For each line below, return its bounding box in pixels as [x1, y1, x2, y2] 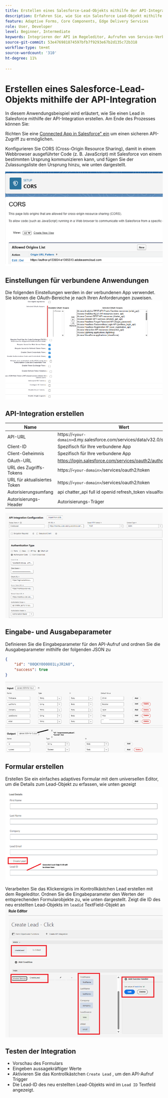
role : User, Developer [5, 24, 52, 29]
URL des [7, 464, 25, 471]
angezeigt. [12, 1087, 34, 1093]
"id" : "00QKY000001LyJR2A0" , [14, 662, 75, 667]
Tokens [7, 470, 22, 476]
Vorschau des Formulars [12, 1060, 63, 1066]
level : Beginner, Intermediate [5, 29, 70, 35]
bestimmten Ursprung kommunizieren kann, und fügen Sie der [5, 156, 134, 162]
